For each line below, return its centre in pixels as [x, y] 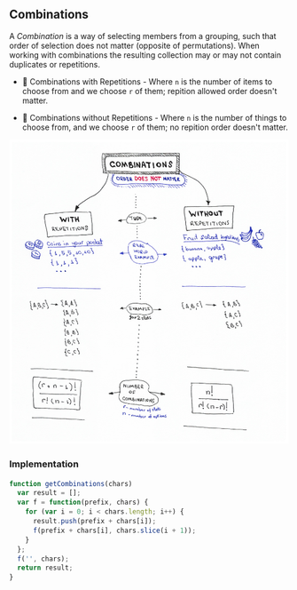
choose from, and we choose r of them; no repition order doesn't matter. [155, 127]
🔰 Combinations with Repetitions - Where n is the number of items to [147, 81]
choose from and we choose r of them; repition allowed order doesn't [149, 91]
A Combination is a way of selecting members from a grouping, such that [143, 36]
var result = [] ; [49, 493]
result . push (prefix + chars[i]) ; [94, 522]
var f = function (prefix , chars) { [83, 502]
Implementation [44, 464]
